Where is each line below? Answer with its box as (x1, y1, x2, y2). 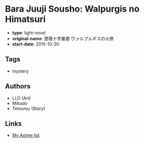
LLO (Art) (12, 95, 31, 101)
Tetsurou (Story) (12, 106, 45, 111)
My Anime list (12, 132, 40, 138)
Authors (5, 82, 31, 90)
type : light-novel (12, 30, 46, 36)
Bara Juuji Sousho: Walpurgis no (5, 3, 140, 15)
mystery (12, 68, 29, 74)
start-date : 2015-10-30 (12, 41, 60, 47)
